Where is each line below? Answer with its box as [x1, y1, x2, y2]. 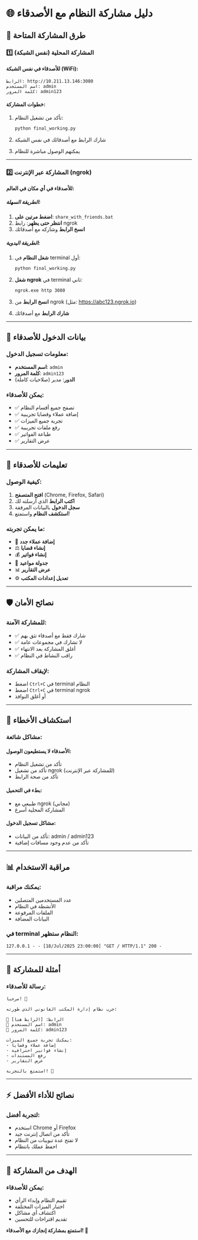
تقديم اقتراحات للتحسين [14, 1215, 68, 1222]
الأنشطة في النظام [14, 902, 56, 909]
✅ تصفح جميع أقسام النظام [14, 404, 75, 411]
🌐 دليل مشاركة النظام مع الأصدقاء [6, 6, 153, 20]
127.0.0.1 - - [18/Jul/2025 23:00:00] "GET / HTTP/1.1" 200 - [6, 943, 162, 949]
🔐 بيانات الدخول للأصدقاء [6, 332, 86, 342]
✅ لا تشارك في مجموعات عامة [14, 638, 82, 645]
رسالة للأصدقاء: [6, 982, 46, 991]
